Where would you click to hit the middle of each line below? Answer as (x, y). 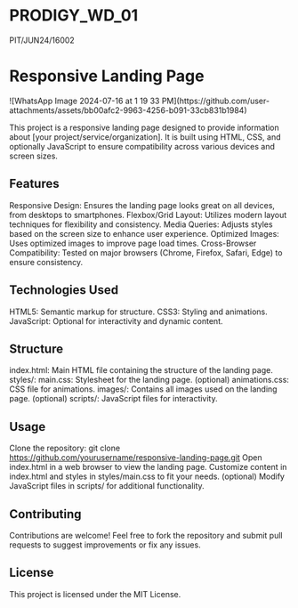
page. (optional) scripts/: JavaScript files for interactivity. (113, 399)
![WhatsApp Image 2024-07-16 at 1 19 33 (85, 101)
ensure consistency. (46, 262)
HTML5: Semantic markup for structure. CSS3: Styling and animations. (139, 312)
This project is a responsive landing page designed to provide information (145, 127)
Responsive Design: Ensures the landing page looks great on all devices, (142, 205)
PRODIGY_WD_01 (74, 16)
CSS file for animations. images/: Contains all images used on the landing (143, 389)
